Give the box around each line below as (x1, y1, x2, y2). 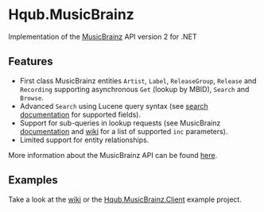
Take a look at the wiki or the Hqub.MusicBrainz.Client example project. (8, 195, 243, 204)
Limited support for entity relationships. (19, 135, 149, 145)
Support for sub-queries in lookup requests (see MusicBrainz (19, 118, 221, 128)
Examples (8, 173, 58, 187)
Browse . (19, 93, 44, 102)
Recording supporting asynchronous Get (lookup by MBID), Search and (19, 84, 250, 94)
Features (8, 55, 53, 68)
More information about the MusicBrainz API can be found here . (8, 150, 218, 160)
